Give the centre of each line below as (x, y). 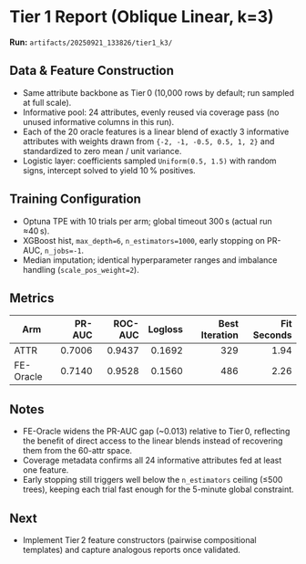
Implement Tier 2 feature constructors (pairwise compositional (139, 540)
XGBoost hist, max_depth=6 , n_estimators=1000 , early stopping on (144, 240)
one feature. (46, 470)
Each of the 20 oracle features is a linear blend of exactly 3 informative (156, 131)
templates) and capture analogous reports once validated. (132, 550)
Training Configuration (75, 199)
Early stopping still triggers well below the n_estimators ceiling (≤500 (153, 480)
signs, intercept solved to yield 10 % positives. (109, 170)
